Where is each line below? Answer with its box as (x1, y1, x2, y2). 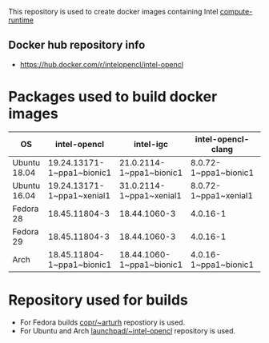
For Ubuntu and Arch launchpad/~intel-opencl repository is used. (19, 325, 236, 335)
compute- (219, 7, 253, 16)
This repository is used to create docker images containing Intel (8, 7, 219, 16)
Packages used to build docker (8, 88, 218, 106)
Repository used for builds (8, 291, 188, 309)
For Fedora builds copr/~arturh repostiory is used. (19, 317, 186, 327)
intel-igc (133, 138, 168, 150)
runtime (8, 15, 34, 25)
